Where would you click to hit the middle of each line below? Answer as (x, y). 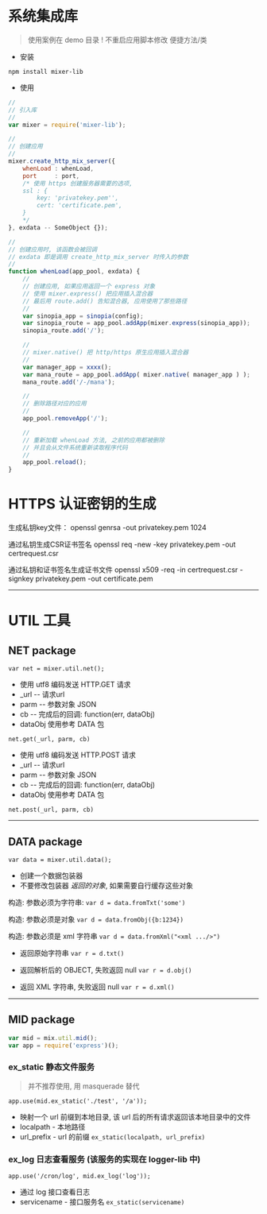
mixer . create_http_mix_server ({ (62, 161)
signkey (21, 579)
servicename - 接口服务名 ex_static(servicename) (102, 1202)
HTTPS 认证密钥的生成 (82, 504)
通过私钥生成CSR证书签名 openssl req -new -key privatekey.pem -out (122, 544)
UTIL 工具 (40, 621)
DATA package (46, 842)
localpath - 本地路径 (52, 1127)
